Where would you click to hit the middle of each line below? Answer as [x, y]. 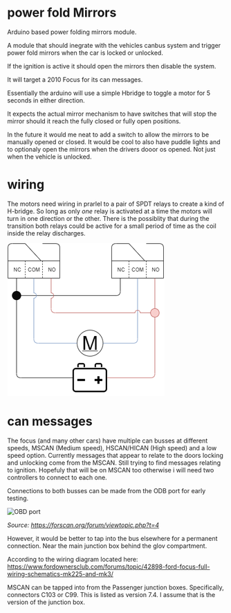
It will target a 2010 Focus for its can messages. [75, 79]
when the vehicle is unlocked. [49, 157]
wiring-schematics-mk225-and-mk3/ [61, 574]
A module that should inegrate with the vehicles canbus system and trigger [114, 45]
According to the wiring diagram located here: [73, 559]
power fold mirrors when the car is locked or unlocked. [85, 53]
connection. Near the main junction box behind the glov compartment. [107, 546]
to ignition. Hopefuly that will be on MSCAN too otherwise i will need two [111, 470]
